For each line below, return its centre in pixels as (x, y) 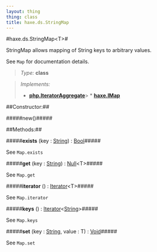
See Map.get (21, 175)
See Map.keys (22, 220)
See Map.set (21, 243)
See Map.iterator (27, 198)
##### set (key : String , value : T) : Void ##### (62, 232)
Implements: (35, 84)
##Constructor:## (28, 107)
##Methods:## (24, 130)
